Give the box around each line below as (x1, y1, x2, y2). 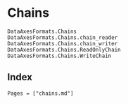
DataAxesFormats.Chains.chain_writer (7, 40, 118, 47)
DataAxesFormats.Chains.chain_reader (7, 34, 118, 41)
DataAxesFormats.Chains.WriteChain (7, 52, 112, 59)
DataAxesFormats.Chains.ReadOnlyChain (7, 46, 121, 53)
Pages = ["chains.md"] (7, 89, 74, 97)
